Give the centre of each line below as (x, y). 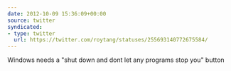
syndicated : (25, 27)
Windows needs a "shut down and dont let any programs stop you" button (116, 60)
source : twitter (31, 20)
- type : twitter (31, 33)
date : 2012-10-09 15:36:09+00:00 (57, 14)
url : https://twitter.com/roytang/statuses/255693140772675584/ (111, 40)
